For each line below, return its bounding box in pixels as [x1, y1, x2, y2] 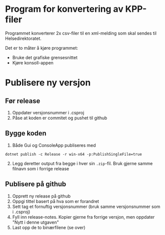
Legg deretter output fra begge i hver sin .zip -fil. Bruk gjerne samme [12, 160, 153, 166]
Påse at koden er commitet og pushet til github [12, 115, 107, 121]
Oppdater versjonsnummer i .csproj [12, 109, 85, 115]
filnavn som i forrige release [12, 166, 69, 171]
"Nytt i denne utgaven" [12, 219, 59, 225]
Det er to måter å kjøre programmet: [5, 45, 78, 51]
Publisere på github [5, 180, 66, 188]
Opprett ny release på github [12, 193, 71, 199]
